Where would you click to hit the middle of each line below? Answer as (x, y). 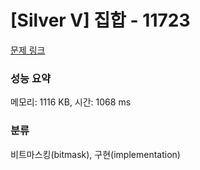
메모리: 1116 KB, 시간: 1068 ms (71, 102)
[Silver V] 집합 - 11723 (100, 20)
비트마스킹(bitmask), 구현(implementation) (95, 154)
